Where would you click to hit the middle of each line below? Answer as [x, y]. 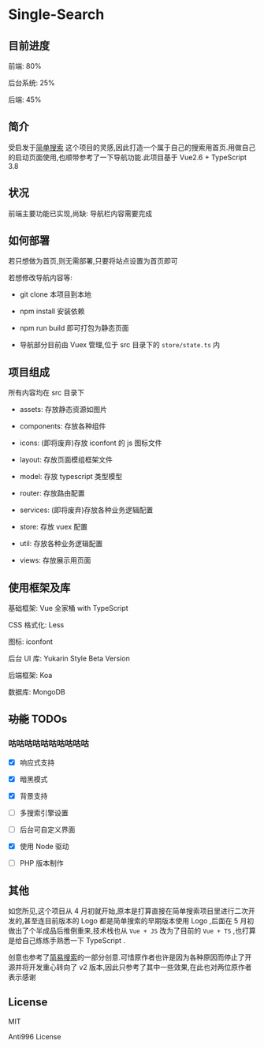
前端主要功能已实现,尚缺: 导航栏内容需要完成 [80, 213]
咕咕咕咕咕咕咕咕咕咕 [48, 743]
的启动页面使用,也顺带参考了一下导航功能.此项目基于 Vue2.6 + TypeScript [127, 157]
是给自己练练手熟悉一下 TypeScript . [67, 940]
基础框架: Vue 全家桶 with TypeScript [68, 608]
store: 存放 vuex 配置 [54, 527]
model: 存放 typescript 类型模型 [71, 477]
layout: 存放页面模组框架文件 [66, 460]
